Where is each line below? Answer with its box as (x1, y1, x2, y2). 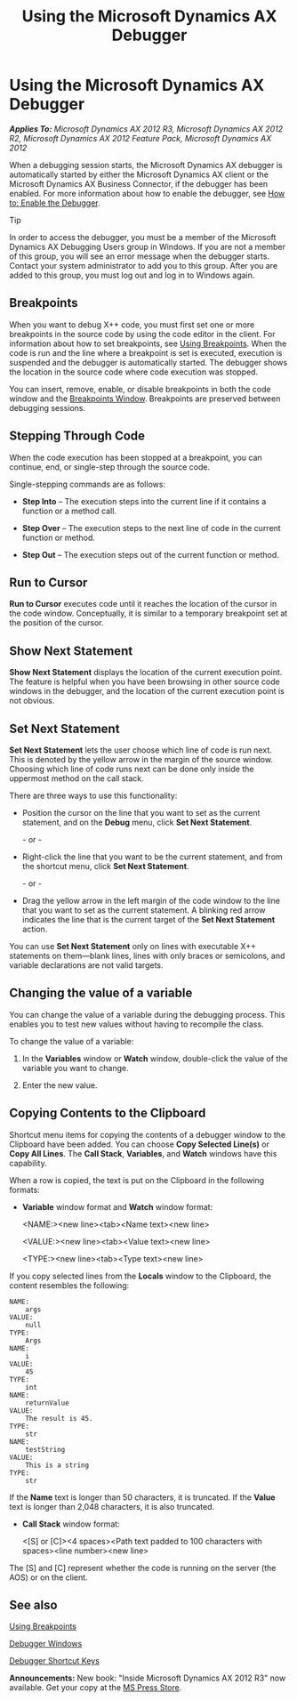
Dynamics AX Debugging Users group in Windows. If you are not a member (9, 241, 286, 252)
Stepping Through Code (9, 429, 145, 444)
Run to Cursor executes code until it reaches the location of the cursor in (9, 599, 277, 609)
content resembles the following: (9, 1279, 130, 1291)
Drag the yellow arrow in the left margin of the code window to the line (21, 896, 280, 906)
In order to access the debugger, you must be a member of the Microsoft (9, 231, 277, 242)
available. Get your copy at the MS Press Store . (9, 1682, 182, 1693)
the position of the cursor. (9, 617, 104, 628)
